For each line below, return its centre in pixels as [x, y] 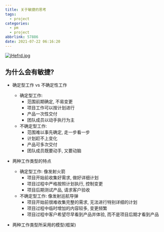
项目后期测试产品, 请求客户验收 [58, 190]
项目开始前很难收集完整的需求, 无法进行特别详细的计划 [82, 202]
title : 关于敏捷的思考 [26, 10]
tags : [11, 14]
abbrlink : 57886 [22, 37]
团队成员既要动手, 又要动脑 [54, 151]
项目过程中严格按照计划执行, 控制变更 [65, 183]
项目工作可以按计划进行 [51, 107]
